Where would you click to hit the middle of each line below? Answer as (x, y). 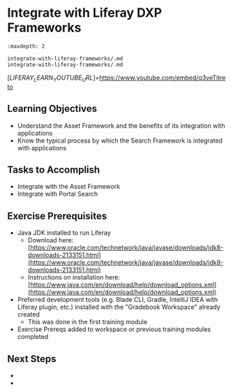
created (29, 314)
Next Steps (32, 359)
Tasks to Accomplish (54, 169)
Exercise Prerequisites (57, 216)
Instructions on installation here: (74, 277)
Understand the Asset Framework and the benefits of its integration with (121, 125)
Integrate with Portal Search (58, 194)
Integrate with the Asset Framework (69, 187)
